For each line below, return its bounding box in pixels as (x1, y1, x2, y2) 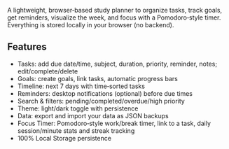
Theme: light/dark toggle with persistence (17, 104, 139, 113)
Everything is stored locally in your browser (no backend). (7, 21, 174, 29)
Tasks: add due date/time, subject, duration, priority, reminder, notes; (17, 59, 218, 68)
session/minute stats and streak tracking (17, 126, 135, 135)
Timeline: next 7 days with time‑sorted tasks (17, 82, 146, 90)
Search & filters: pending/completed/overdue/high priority (17, 97, 186, 105)
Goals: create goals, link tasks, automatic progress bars (17, 74, 179, 83)
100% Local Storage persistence (17, 134, 112, 142)
